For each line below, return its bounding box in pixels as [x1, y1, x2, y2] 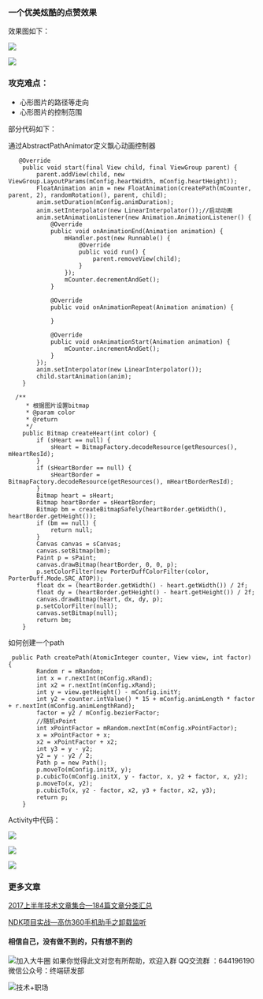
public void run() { [78, 247, 146, 256]
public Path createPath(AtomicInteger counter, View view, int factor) [11, 654, 252, 662]
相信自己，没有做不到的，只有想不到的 [8, 937, 132, 946]
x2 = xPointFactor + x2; [36, 737, 118, 746]
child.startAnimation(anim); [36, 372, 132, 380]
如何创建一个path [8, 638, 65, 647]
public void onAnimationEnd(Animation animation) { [50, 227, 224, 235]
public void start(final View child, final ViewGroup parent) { [22, 164, 238, 172]
